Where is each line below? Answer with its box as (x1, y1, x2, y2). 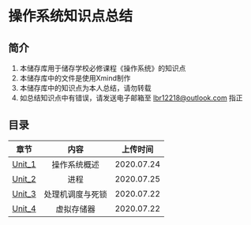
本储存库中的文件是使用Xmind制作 (19, 73, 131, 83)
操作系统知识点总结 (8, 7, 133, 25)
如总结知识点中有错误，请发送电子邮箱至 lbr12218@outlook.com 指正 (19, 93, 243, 103)
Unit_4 (12, 203, 37, 214)
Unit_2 (12, 173, 37, 184)
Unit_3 (12, 188, 37, 199)
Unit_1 (12, 159, 37, 170)
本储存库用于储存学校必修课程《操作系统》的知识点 (19, 64, 186, 73)
